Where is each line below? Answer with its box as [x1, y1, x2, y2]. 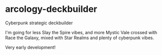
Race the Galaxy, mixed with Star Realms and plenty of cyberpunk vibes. [5, 35, 155, 41]
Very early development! [5, 44, 56, 50]
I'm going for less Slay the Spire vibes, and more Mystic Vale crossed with [5, 29, 158, 35]
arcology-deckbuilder [5, 3, 97, 15]
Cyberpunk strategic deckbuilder [5, 20, 73, 26]
